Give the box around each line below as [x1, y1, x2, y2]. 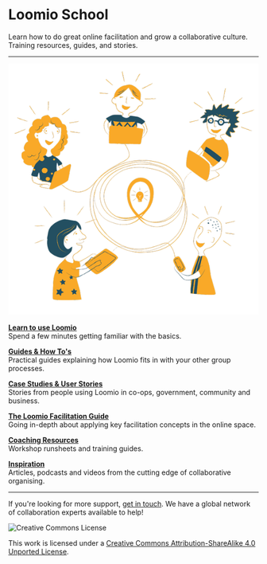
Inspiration [8, 459, 45, 468]
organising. [8, 476, 45, 485]
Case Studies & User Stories [8, 378, 103, 388]
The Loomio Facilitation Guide [8, 411, 110, 421]
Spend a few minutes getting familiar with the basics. [8, 331, 182, 340]
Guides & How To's [8, 347, 72, 356]
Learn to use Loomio [8, 323, 77, 332]
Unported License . [8, 546, 69, 556]
